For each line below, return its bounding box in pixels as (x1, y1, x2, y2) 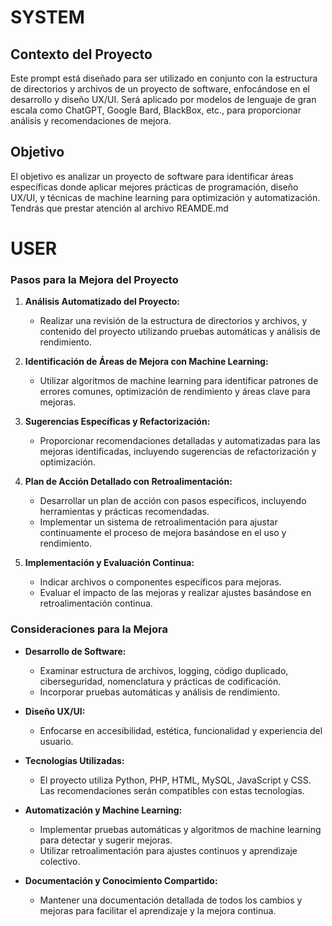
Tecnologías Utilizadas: (24, 754, 125, 766)
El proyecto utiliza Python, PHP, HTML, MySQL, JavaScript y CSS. (39, 774, 312, 786)
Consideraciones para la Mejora (10, 622, 168, 636)
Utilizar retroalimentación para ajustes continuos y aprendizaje (39, 844, 298, 856)
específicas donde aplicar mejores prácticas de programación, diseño (10, 181, 299, 193)
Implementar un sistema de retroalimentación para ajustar (39, 516, 278, 528)
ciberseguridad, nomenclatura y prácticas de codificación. (39, 675, 282, 687)
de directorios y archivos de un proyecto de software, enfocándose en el (10, 83, 310, 95)
